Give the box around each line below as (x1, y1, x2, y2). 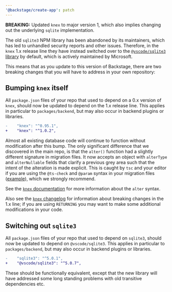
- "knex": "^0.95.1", (5, 124, 59, 129)
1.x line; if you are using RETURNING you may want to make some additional (5, 201, 161, 207)
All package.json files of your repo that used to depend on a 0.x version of (5, 97, 162, 103)
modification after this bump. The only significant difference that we (5, 143, 149, 149)
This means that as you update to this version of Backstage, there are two (5, 63, 162, 69)
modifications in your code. (5, 206, 63, 213)
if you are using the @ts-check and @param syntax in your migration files (5, 170, 155, 177)
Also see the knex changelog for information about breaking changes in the (5, 196, 164, 202)
